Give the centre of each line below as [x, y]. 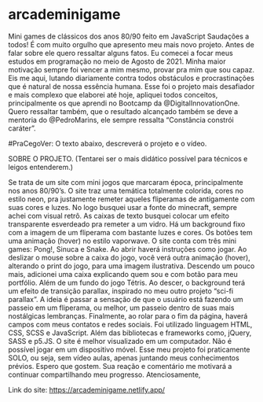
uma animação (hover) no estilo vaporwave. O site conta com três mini [122, 241]
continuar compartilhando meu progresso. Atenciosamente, [104, 374]
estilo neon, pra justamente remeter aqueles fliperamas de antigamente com [131, 199]
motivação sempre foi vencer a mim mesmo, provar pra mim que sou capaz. [131, 69]
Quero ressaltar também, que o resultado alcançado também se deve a [123, 111]
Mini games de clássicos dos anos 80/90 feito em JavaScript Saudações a [129, 36]
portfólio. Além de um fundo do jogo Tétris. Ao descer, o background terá [127, 282]
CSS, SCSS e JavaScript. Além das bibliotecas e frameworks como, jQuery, [130, 333]
